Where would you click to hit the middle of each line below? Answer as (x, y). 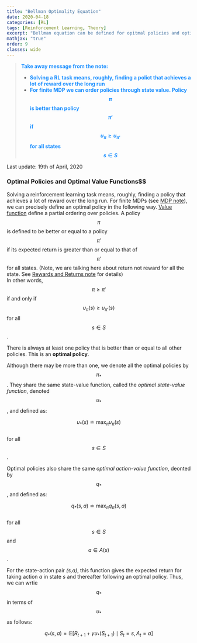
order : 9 (17, 44)
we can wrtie (22, 583)
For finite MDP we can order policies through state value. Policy (108, 90)
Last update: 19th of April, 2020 (45, 167)
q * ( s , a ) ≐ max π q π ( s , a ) (99, 506)
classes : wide (24, 50)
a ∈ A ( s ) (99, 549)
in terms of (20, 602)
